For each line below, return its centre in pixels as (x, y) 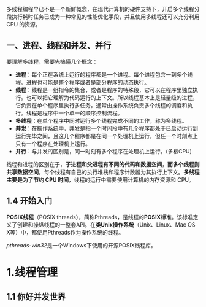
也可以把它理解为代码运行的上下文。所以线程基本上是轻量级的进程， (112, 98)
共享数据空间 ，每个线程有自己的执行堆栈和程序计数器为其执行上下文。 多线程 (103, 172)
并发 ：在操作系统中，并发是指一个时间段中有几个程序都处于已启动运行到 (106, 128)
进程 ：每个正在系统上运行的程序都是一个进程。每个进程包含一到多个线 (104, 74)
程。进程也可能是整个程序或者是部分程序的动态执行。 (82, 82)
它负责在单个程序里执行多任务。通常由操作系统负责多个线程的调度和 (101, 105)
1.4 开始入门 (29, 201)
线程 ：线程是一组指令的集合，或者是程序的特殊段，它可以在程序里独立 (104, 90)
